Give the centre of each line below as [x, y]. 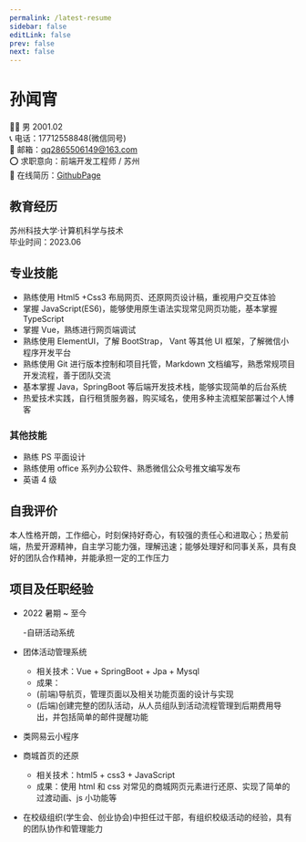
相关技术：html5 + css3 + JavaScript [106, 774]
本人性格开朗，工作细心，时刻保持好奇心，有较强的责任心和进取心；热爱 [145, 535]
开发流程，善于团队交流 [66, 375]
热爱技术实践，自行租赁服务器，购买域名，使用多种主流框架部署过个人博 [158, 398]
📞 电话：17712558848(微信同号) [68, 139]
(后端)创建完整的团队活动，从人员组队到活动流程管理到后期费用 [155, 705]
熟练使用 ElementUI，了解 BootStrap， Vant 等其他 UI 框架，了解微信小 [156, 341]
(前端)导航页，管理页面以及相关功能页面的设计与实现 [135, 693]
